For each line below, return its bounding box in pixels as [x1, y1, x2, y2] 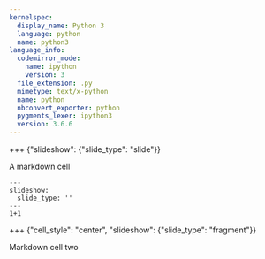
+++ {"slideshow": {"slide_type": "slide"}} [9, 144, 162, 155]
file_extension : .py [17, 79, 93, 88]
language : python [17, 29, 81, 38]
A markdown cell [9, 161, 71, 171]
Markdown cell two [9, 242, 79, 252]
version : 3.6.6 [17, 120, 73, 129]
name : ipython [25, 63, 77, 72]
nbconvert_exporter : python [17, 103, 121, 112]
